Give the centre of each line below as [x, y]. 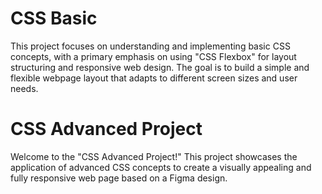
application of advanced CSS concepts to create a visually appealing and [161, 167]
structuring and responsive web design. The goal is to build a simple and [160, 67]
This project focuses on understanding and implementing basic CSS [150, 46]
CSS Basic [54, 18]
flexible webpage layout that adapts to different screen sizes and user [154, 78]
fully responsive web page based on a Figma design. [119, 178]
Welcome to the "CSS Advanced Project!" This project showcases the [154, 156]
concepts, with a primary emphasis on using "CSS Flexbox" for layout [153, 56]
